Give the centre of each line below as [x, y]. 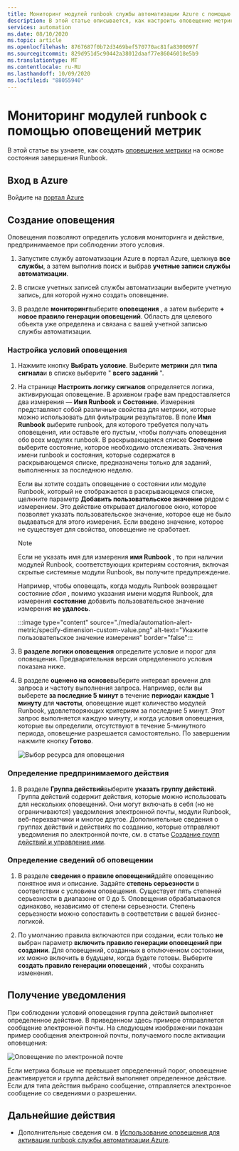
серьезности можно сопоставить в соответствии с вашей [106, 914]
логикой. [31, 921]
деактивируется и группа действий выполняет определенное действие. [117, 1078]
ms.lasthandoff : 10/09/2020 [49, 73]
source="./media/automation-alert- [141, 623]
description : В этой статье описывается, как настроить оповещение [110, 21]
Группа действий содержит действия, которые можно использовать [122, 796]
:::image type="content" [53, 623]
